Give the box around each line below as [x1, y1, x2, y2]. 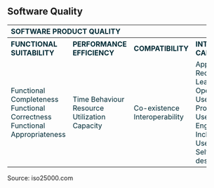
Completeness [11, 94, 59, 104]
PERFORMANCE [72, 39, 128, 48]
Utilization [72, 112, 106, 121]
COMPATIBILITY [133, 43, 189, 53]
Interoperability [133, 112, 184, 121]
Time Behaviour [72, 94, 125, 104]
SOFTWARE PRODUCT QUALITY [11, 26, 121, 36]
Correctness [11, 112, 52, 121]
